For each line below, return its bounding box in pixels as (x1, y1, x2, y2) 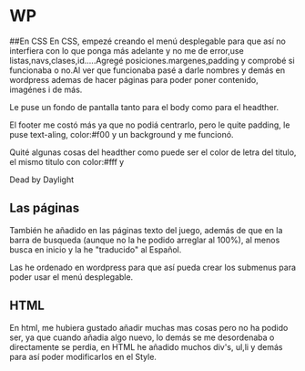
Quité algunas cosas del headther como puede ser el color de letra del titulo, (9, 147, 297, 158)
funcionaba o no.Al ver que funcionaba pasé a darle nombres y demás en (9, 65, 285, 76)
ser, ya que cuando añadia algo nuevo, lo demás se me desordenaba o (9, 332, 275, 343)
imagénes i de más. (9, 84, 83, 95)
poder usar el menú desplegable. (9, 271, 134, 283)
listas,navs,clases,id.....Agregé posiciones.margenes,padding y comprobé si (9, 55, 295, 66)
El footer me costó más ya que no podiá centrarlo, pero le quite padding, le (9, 119, 290, 130)
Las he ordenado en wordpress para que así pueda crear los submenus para (9, 262, 297, 273)
